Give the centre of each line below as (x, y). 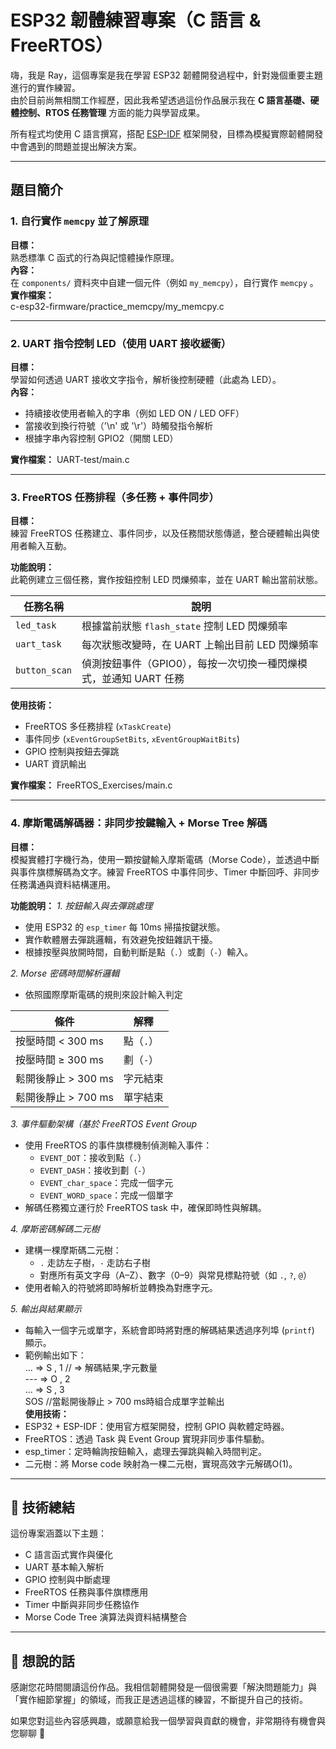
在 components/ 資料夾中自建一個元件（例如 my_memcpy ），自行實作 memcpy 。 (164, 282)
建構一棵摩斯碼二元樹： (73, 1250)
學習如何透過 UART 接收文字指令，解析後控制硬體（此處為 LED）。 (146, 379)
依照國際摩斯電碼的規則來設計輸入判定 (103, 994)
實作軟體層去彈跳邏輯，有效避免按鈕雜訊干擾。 (121, 939)
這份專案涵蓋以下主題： (58, 1533)
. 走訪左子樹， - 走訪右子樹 (95, 1262)
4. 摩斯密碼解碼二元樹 (55, 1228)
